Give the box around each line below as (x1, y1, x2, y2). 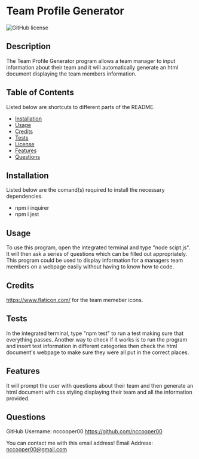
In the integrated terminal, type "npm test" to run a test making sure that (6, 330, 184, 337)
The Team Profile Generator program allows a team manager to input (6, 57, 176, 64)
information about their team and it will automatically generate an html (6, 64, 179, 71)
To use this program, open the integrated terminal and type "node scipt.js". (6, 244, 191, 251)
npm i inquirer (14, 204, 50, 212)
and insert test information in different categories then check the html (6, 342, 177, 349)
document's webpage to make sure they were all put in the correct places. (6, 349, 189, 356)
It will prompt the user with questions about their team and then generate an (6, 382, 194, 389)
